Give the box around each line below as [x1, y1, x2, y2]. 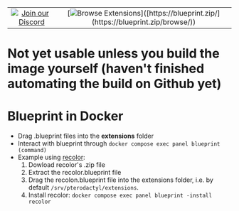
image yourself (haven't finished [7, 60, 205, 77]
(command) [17, 147, 48, 154]
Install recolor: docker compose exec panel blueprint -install [28, 191, 212, 200]
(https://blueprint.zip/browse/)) [91, 17, 196, 27]
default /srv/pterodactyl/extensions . [28, 183, 139, 192]
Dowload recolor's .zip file [28, 161, 105, 169]
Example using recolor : [17, 153, 85, 162]
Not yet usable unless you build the [7, 45, 220, 62]
